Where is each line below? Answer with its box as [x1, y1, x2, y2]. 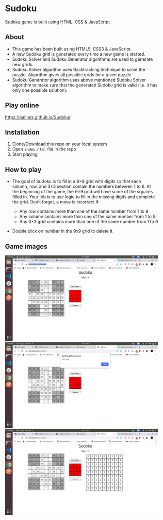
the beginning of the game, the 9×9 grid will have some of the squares [12, 189, 153, 195]
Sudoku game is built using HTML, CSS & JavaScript [5, 19, 110, 25]
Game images [5, 242, 48, 251]
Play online [5, 101, 39, 110]
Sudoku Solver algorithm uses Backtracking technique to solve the [12, 67, 146, 72]
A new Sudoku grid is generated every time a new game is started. [12, 51, 146, 57]
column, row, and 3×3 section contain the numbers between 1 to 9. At [12, 184, 151, 189]
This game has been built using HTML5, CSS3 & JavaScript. [12, 46, 132, 51]
